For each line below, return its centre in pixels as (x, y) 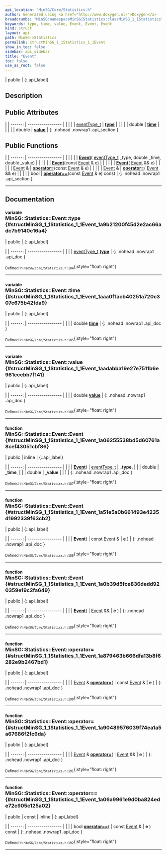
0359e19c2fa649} (28, 590)
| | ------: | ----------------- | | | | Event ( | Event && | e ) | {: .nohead (75, 611)
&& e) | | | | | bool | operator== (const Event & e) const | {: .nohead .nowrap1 (83, 173)
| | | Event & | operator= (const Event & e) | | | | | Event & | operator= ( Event (82, 168)
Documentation (30, 199)
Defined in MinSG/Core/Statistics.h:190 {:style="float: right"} (61, 698)
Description (24, 95)
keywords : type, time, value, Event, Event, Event (59, 24)
